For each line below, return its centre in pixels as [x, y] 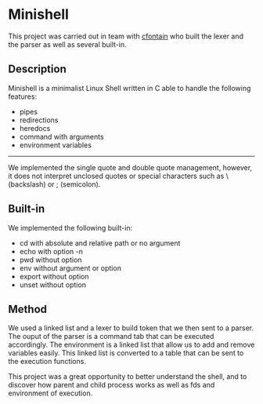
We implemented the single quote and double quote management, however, [130, 167]
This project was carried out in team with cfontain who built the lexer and [126, 36]
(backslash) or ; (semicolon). [54, 184]
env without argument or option [70, 268]
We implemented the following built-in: [70, 227]
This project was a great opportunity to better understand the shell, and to [128, 377]
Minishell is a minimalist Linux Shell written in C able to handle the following [130, 88]
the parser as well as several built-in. [67, 44]
